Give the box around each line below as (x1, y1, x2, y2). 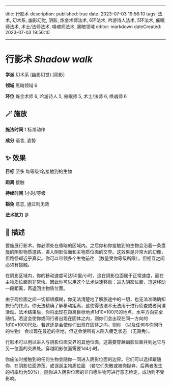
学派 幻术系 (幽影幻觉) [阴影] (5, 71, 65, 77)
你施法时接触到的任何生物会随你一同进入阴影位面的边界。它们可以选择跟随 (5, 356, 161, 362)
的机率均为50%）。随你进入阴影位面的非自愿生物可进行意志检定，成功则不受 (5, 369, 164, 375)
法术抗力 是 (5, 212, 29, 218)
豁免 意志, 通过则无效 (5, 200, 49, 207)
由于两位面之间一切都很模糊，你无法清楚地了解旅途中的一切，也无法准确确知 (5, 296, 166, 302)
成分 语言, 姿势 (5, 137, 36, 143)
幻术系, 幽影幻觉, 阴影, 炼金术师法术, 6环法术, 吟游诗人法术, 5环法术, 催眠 (12, 17, 165, 23)
